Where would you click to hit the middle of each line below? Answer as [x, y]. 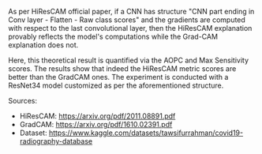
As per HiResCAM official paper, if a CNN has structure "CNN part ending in [131, 11]
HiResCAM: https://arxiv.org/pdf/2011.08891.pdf [97, 116]
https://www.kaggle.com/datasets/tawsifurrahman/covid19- [146, 133]
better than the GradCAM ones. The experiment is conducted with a [118, 77]
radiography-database [56, 141]
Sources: [23, 101]
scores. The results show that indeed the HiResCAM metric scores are [122, 69]
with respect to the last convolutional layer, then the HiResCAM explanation [130, 28]
